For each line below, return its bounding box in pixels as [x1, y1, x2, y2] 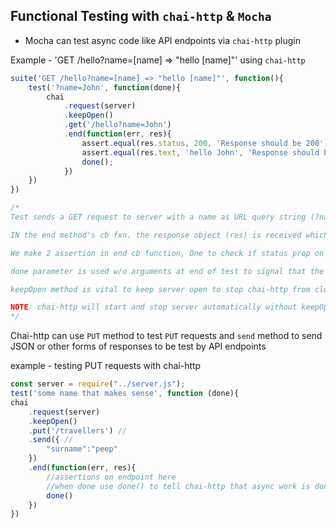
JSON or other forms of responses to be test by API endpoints [10, 340, 267, 353]
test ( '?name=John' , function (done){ [28, 82, 182, 93]
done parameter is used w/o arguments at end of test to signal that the [10, 266, 325, 276]
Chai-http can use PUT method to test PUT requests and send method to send [10, 330, 323, 342]
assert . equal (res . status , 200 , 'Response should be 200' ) [81, 138, 329, 148]
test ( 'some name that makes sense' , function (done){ [10, 389, 240, 399]
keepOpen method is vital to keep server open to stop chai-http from [10, 284, 311, 294]
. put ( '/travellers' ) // [28, 425, 128, 436]
